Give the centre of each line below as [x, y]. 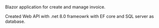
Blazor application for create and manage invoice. [55, 7]
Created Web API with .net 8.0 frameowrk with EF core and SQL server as [79, 16]
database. [15, 21]
